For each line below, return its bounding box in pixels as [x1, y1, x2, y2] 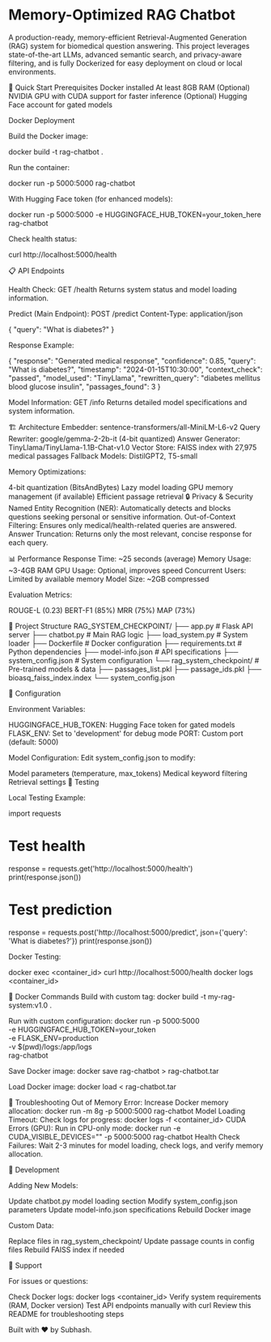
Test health [8, 837, 87, 855]
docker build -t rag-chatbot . [8, 147, 104, 156]
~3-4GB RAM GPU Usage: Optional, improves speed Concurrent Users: [8, 565, 247, 575]
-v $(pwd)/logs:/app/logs [8, 1042, 93, 1051]
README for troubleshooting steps [8, 1309, 125, 1319]
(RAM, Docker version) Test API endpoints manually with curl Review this [8, 1300, 252, 1310]
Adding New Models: [8, 1180, 78, 1190]
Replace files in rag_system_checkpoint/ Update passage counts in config [8, 1236, 255, 1246]
